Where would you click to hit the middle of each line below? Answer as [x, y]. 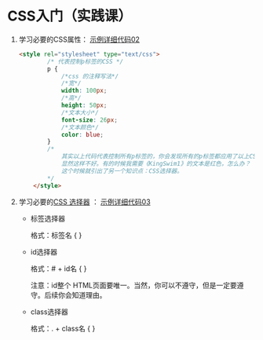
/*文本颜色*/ [80, 127]
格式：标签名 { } [56, 235]
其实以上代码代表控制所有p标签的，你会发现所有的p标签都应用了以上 [155, 157]
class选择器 [49, 312]
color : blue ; [82, 134]
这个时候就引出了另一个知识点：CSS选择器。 [122, 171]
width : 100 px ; [84, 91]
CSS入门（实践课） [70, 16]
